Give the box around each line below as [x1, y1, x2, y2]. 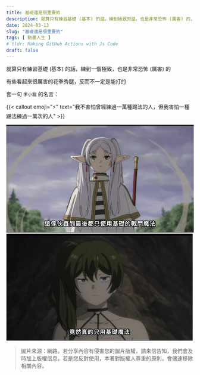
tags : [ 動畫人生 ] [6, 35, 51, 41]
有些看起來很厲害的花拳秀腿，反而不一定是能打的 [6, 78, 126, 85]
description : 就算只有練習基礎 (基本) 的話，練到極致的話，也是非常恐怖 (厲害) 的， [6, 16, 195, 22]
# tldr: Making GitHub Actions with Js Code [6, 41, 118, 47]
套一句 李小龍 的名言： [6, 90, 60, 98]
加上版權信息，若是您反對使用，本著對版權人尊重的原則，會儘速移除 [26, 355, 193, 362]
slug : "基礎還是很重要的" [6, 29, 64, 35]
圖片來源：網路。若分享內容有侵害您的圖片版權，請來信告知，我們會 [20, 348, 188, 355]
